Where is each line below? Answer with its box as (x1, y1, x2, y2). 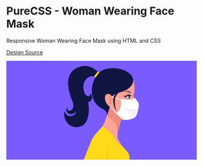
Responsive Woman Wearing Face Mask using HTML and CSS (6, 37, 161, 44)
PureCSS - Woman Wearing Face (6, 4, 175, 18)
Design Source (6, 48, 43, 56)
